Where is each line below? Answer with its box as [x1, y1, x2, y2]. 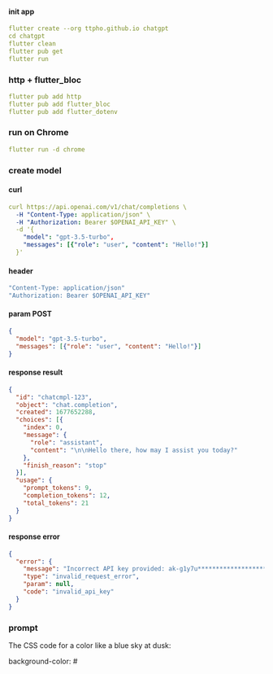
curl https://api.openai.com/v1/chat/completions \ [8, 203, 187, 211]
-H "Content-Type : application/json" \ [15, 210, 151, 219]
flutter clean [8, 39, 57, 48]
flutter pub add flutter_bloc [8, 100, 111, 108]
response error [8, 532, 60, 541]
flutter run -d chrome [8, 145, 85, 154]
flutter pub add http [8, 92, 82, 101]
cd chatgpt [8, 33, 45, 41]
